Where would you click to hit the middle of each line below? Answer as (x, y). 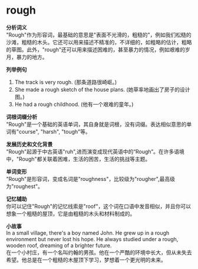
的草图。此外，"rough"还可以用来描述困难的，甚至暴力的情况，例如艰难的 (96, 49)
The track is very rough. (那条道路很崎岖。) (66, 82)
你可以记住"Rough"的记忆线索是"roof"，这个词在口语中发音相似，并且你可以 (99, 206)
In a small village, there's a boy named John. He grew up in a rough (88, 233)
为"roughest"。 (24, 186)
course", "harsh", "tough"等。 (55, 131)
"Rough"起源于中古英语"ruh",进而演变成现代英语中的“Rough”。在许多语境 (95, 151)
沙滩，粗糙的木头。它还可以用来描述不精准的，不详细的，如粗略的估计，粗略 (99, 42)
